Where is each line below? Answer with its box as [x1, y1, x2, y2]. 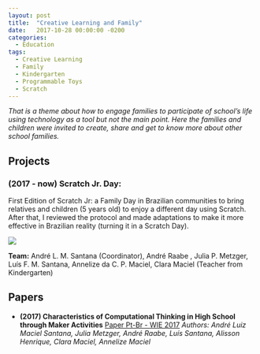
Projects [8, 155, 50, 168]
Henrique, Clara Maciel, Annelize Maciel [19, 337, 151, 346]
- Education [15, 41, 55, 49]
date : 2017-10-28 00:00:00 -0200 [8, 26, 125, 34]
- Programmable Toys [15, 77, 83, 85]
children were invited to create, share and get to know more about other [8, 123, 243, 132]
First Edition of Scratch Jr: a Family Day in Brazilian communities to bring [8, 196, 244, 206]
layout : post [8, 11, 51, 20]
